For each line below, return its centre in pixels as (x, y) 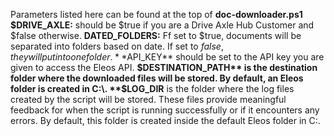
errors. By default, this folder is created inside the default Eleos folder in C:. (165, 120)
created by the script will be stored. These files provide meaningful (148, 99)
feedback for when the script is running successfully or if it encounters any (165, 110)
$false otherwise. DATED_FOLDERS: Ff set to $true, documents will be (156, 35)
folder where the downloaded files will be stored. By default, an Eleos (157, 78)
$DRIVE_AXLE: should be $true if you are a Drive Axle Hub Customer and (162, 25)
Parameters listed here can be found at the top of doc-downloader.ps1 (156, 14)
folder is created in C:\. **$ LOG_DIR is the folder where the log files (152, 88)
